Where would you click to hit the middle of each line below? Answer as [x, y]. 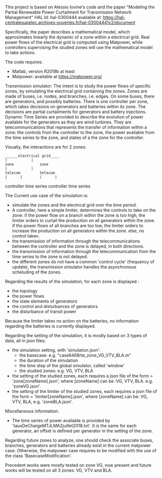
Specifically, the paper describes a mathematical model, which [67, 32]
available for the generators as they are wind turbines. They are [68, 122]
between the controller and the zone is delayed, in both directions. [78, 246]
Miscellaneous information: [32, 411]
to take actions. [20, 52]
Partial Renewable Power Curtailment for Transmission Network [68, 12]
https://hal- [114, 17]
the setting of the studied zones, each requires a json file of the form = [82, 376]
